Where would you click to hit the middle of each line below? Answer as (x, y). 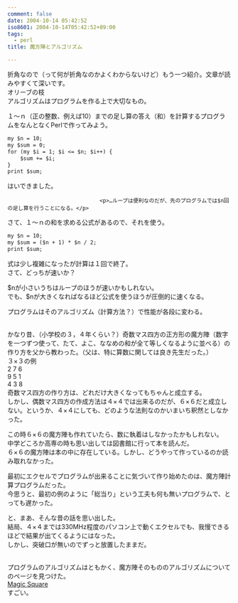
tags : (15, 34)
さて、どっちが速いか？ (42, 272)
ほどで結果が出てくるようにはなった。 (63, 535)
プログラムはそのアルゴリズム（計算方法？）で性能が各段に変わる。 (107, 311)
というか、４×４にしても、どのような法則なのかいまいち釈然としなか (127, 410)
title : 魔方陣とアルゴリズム (45, 47)
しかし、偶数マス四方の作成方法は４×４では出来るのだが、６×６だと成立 (114, 401)
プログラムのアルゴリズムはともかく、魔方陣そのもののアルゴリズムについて (119, 567)
